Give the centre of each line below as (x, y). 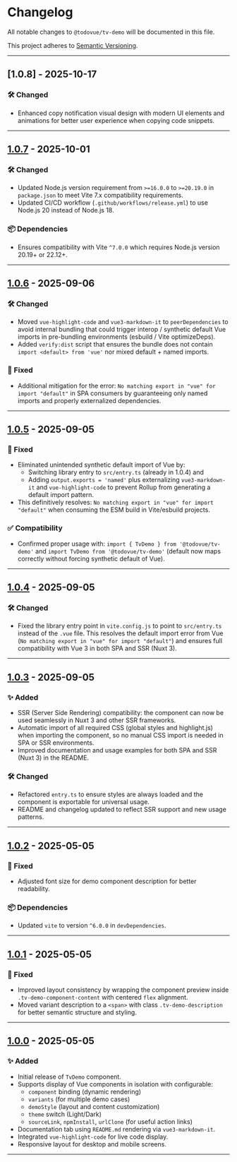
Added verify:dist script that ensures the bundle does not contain (115, 345)
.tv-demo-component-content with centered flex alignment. (103, 997)
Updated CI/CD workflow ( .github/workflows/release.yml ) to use (113, 203)
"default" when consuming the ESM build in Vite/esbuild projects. (114, 510)
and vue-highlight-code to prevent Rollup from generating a (123, 487)
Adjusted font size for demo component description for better (107, 881)
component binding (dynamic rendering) (85, 1091)
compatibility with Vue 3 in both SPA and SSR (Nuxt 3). (97, 648)
